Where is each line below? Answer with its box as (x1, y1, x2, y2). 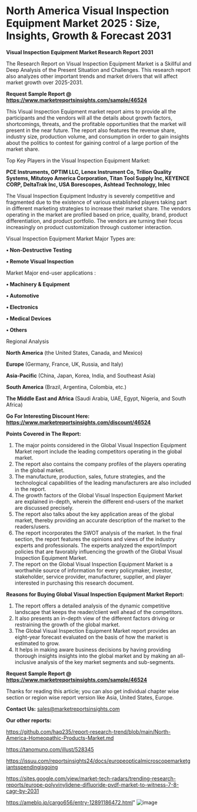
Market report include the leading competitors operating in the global (14, 448, 182, 455)
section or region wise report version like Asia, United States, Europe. (6, 694, 175, 701)
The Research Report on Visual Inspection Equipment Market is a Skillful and (6, 60, 192, 67)
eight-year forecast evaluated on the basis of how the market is (14, 633, 169, 641)
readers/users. (14, 523, 51, 530)
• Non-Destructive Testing (6, 246, 72, 253)
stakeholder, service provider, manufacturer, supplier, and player (14, 573, 172, 580)
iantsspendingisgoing (6, 763, 58, 770)
